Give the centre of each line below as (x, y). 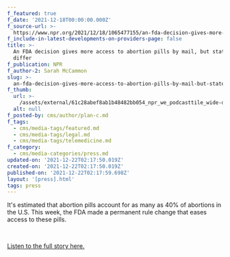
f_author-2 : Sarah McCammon (47, 71)
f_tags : (18, 122)
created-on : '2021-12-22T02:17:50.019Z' (66, 166)
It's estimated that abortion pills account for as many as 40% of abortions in (114, 205)
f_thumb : (20, 90)
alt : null (27, 109)
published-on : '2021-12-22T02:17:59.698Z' (68, 173)
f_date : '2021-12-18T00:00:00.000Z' (59, 20)
